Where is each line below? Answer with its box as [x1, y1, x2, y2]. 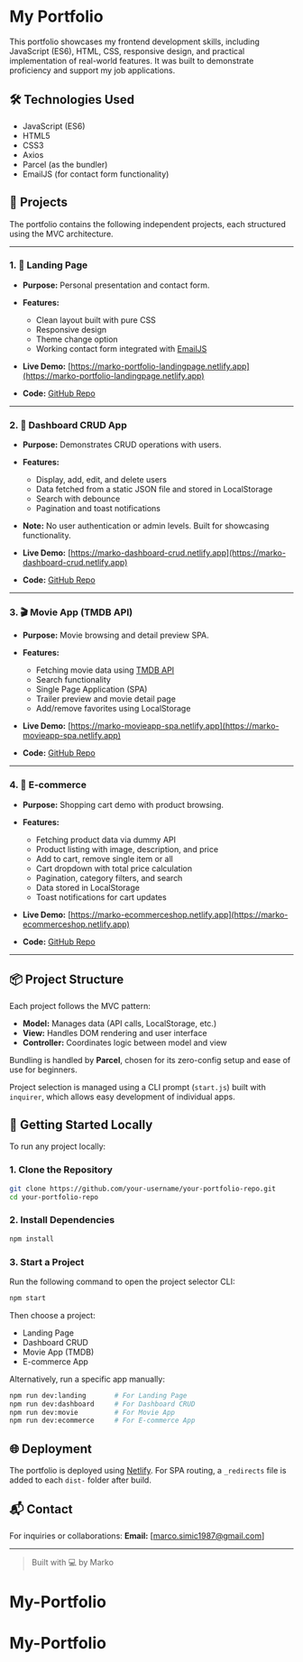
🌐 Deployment [9, 1441, 92, 1456]
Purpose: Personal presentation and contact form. [22, 280, 210, 290]
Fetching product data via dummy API [35, 834, 177, 845]
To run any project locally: [9, 1141, 106, 1152]
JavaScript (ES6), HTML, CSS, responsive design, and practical [9, 45, 245, 56]
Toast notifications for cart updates [35, 891, 167, 903]
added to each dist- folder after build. [9, 1474, 151, 1485]
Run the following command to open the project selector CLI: [9, 1276, 235, 1287]
